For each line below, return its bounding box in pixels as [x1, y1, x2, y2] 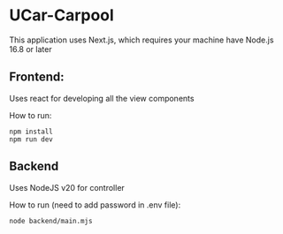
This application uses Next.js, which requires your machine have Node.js [9, 34, 274, 45]
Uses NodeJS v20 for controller [9, 182, 126, 192]
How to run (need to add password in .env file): [9, 200, 181, 210]
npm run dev [9, 134, 53, 144]
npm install [9, 127, 53, 136]
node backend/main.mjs [9, 216, 93, 225]
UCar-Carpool [9, 5, 115, 26]
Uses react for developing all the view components [9, 93, 195, 103]
